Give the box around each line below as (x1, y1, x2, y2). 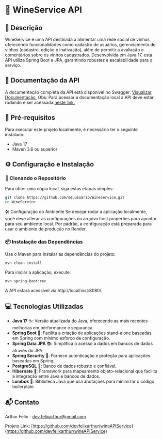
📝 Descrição (5, 24, 43, 32)
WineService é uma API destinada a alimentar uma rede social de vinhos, (5, 36, 151, 42)
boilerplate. (12, 383, 35, 390)
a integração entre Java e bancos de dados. (12, 373, 100, 379)
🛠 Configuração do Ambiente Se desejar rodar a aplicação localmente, (5, 209, 147, 215)
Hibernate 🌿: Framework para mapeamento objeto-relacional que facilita (12, 368, 158, 374)
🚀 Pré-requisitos (5, 114, 55, 122)
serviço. (5, 63, 21, 68)
